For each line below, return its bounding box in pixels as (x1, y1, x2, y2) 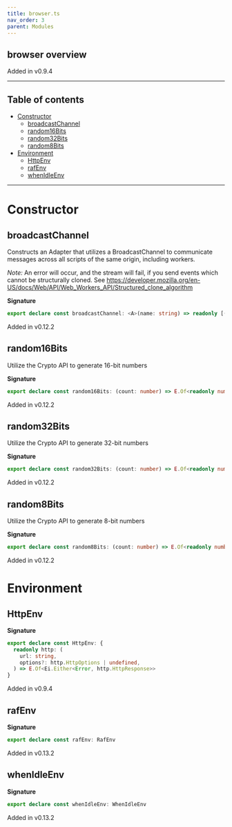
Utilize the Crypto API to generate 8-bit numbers (7, 517, 145, 525)
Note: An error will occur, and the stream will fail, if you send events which (7, 268, 219, 277)
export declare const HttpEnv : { (7, 639, 104, 647)
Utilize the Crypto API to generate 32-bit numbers (7, 439, 148, 447)
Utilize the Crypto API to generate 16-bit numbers (7, 361, 148, 369)
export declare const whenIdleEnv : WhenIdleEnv (7, 801, 147, 808)
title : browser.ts (7, 10, 60, 17)
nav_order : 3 (7, 17, 45, 24)
